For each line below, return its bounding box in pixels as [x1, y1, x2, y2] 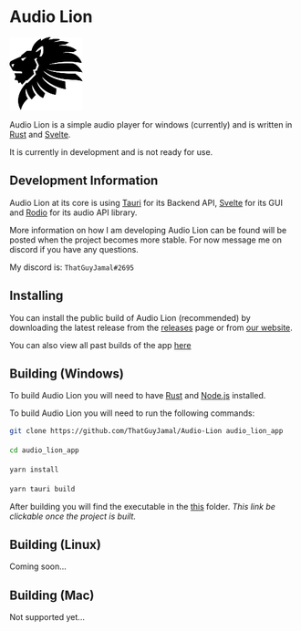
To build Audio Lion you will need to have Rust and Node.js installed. [9, 390, 266, 401]
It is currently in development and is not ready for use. [9, 146, 213, 157]
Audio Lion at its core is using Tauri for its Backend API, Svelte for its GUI [9, 197, 283, 208]
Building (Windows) [9, 366, 125, 381]
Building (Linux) [9, 536, 102, 553]
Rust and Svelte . [9, 129, 71, 140]
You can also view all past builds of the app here [9, 339, 192, 350]
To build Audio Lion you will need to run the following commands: [9, 408, 255, 419]
